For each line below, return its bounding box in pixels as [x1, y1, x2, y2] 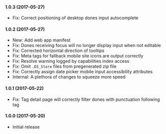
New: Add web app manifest [12, 37, 71, 43]
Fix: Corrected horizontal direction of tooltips [12, 47, 104, 54]
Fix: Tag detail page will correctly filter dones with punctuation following [12, 96, 160, 102]
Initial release [12, 124, 40, 130]
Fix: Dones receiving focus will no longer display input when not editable [12, 43, 161, 48]
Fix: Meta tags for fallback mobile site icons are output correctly [12, 53, 144, 59]
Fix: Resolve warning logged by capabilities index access [12, 58, 130, 64]
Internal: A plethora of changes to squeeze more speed [12, 74, 126, 80]
